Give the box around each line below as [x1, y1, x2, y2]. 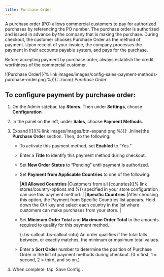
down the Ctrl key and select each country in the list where [19, 202, 139, 208]
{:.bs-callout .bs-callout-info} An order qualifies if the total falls [19, 232, 148, 238]
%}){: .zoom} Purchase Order [46, 76, 107, 82]
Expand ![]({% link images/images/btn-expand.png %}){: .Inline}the [12, 128, 149, 134]
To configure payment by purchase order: [5, 91, 136, 99]
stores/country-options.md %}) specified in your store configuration [19, 186, 158, 192]
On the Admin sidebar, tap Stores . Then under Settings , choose [12, 104, 143, 110]
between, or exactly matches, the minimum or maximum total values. [19, 237, 160, 243]
